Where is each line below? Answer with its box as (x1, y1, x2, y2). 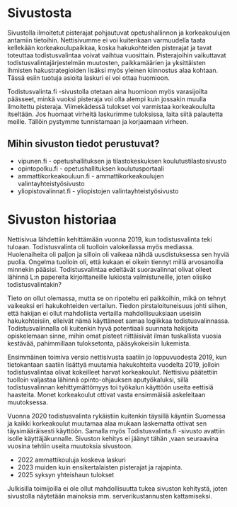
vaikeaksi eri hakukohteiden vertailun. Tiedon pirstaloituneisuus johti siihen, (7, 301, 228, 309)
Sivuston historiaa (7, 211, 117, 227)
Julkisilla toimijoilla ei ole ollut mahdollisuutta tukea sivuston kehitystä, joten (7, 484, 228, 493)
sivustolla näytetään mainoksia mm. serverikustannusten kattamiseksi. (7, 491, 212, 500)
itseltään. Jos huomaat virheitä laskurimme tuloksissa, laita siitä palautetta (7, 110, 224, 118)
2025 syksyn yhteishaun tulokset (17, 470, 115, 479)
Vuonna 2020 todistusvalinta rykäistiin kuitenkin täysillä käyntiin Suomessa (7, 411, 226, 420)
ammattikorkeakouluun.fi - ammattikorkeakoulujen (17, 171, 164, 180)
